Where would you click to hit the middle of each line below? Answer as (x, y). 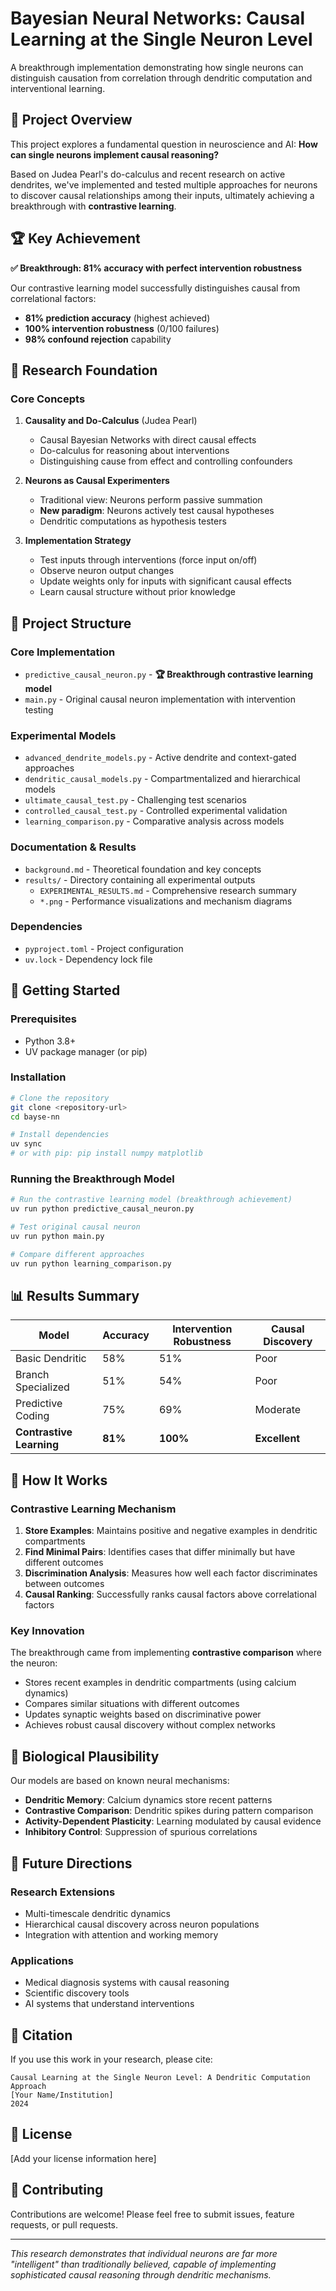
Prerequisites (43, 1019)
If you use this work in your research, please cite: (111, 2059)
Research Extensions (63, 1892)
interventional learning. (58, 88)
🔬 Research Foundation (84, 370)
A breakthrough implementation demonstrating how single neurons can (157, 67)
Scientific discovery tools (77, 1993)
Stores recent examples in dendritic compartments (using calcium (160, 1683)
